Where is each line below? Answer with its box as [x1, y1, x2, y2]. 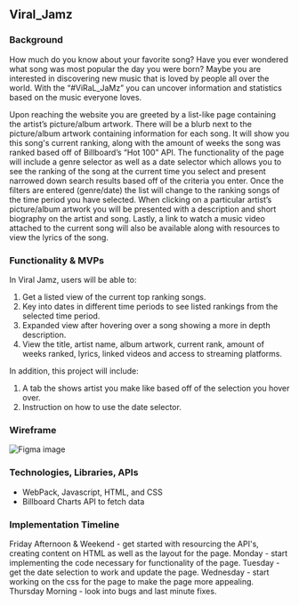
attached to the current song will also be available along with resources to [9, 222, 280, 233]
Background [9, 34, 64, 46]
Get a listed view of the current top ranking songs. [21, 291, 206, 302]
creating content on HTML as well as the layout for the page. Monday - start [9, 547, 288, 559]
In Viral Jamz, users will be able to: [9, 274, 137, 285]
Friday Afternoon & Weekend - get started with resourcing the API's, [9, 538, 260, 549]
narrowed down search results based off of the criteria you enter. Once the [9, 175, 285, 186]
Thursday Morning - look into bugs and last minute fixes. [9, 585, 217, 596]
